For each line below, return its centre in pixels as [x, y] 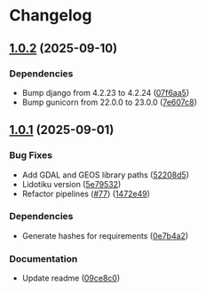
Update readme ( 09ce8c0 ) [71, 278]
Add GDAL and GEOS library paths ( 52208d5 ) [105, 175]
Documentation [44, 258]
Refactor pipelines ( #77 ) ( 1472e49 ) [86, 193]
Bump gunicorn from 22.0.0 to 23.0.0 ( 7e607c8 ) [110, 102]
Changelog [51, 16]
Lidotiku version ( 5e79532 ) [71, 184]
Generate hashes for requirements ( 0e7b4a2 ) [105, 235]
